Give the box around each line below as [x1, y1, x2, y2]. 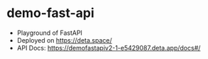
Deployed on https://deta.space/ [16, 36, 112, 44]
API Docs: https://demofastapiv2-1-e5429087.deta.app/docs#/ [16, 43, 201, 52]
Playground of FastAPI [16, 28, 83, 37]
